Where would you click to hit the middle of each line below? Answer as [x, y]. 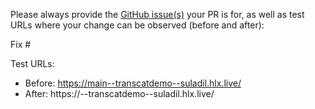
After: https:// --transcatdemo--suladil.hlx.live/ [119, 93]
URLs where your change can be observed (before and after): [137, 25]
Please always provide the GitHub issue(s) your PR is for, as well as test [157, 14]
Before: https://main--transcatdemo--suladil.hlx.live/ [133, 83]
